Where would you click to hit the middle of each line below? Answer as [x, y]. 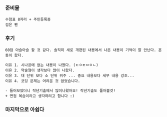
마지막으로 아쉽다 [25, 109]
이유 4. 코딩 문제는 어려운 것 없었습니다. [43, 81]
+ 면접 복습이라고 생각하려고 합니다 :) [40, 96]
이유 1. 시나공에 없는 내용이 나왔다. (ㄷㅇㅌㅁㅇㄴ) [52, 65]
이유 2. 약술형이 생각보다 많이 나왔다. [40, 70]
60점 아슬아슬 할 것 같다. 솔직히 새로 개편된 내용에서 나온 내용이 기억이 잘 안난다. [81, 50]
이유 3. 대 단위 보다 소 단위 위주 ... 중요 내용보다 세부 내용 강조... [70, 75]
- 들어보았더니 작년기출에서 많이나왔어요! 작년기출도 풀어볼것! [60, 90]
